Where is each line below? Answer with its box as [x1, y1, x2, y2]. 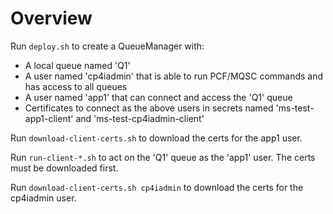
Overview [10, 7, 93, 30]
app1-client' [24, 112, 74, 124]
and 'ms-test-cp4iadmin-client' [75, 112, 205, 124]
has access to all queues [24, 80, 128, 92]
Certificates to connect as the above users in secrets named [24, 102, 274, 114]
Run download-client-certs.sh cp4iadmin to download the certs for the [10, 181, 304, 193]
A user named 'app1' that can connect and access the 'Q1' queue [24, 91, 293, 103]
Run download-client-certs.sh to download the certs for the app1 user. [10, 132, 303, 144]
